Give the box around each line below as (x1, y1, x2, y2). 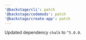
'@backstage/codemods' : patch (4, 12, 66, 17)
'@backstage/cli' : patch (4, 7, 55, 12)
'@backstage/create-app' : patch (4, 16, 70, 21)
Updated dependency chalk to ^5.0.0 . (4, 30, 82, 36)
